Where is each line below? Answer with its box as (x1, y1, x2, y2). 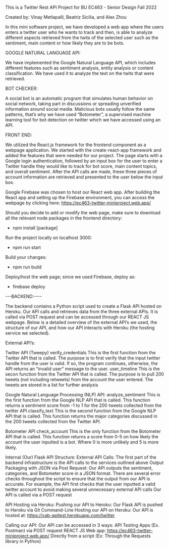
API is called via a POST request (5, 492, 72, 497)
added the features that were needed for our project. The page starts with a (5, 153, 163, 158)
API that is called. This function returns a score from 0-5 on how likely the (5, 434, 159, 439)
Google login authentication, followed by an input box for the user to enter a (5, 158, 162, 164)
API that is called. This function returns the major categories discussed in (5, 413, 157, 419)
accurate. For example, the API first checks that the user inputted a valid (5, 481, 155, 487)
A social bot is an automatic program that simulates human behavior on (5, 96, 153, 101)
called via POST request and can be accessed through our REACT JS (5, 314, 149, 320)
